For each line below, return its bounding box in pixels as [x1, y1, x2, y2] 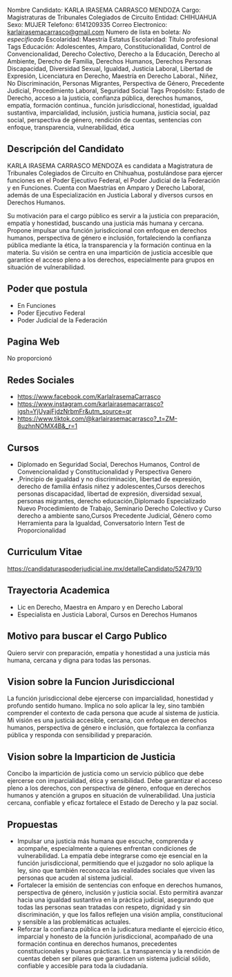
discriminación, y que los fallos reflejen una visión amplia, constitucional [17, 910, 223, 918]
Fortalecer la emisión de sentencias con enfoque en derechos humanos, [17, 880, 223, 889]
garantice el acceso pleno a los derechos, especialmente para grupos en [7, 255, 215, 264]
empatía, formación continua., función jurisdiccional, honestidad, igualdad [7, 101, 218, 109]
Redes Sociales [7, 374, 75, 386]
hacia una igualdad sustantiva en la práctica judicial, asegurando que [17, 896, 214, 904]
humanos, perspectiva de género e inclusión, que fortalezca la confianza [7, 724, 215, 732]
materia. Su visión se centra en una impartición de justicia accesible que [7, 248, 213, 256]
